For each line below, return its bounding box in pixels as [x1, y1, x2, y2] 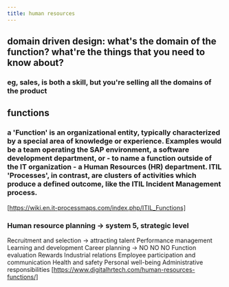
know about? [7, 57, 64, 69]
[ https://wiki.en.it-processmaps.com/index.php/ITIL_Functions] [7, 203, 186, 211]
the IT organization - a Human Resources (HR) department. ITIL [7, 162, 222, 172]
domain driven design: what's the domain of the [7, 36, 217, 47]
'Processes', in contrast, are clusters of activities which [7, 171, 197, 181]
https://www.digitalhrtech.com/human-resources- [53, 265, 195, 273]
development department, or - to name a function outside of [7, 154, 212, 163]
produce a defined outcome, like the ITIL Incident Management [7, 179, 221, 189]
